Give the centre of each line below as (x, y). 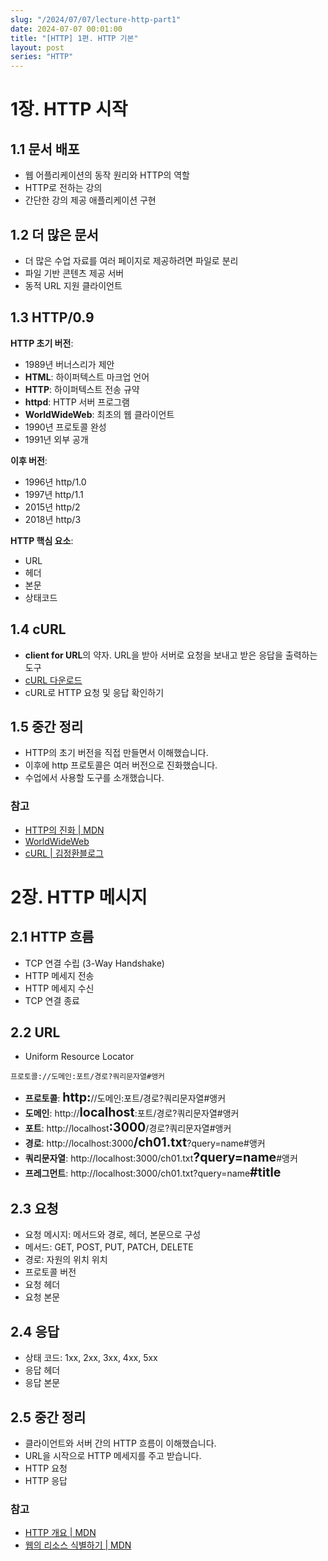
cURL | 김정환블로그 (64, 853)
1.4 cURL (38, 629)
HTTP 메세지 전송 (59, 975)
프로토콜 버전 (50, 1272)
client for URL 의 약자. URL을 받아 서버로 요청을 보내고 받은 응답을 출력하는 (171, 655)
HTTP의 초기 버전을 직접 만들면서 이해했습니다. (116, 753)
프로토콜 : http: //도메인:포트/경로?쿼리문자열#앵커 (125, 1097)
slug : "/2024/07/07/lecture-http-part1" (96, 19)
